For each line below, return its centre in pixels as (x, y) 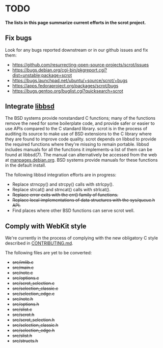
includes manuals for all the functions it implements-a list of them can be (79, 150)
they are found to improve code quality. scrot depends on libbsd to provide (81, 139)
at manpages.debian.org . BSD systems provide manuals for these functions (81, 160)
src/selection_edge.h (33, 330)
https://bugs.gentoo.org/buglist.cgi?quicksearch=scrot (68, 91)
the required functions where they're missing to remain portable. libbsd (77, 144)
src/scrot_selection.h (33, 320)
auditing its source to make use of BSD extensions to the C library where (79, 134)
